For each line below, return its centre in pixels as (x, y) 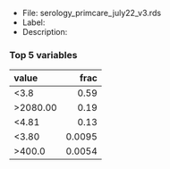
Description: (45, 32)
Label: (34, 22)
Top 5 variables (43, 55)
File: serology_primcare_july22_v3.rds (92, 13)
